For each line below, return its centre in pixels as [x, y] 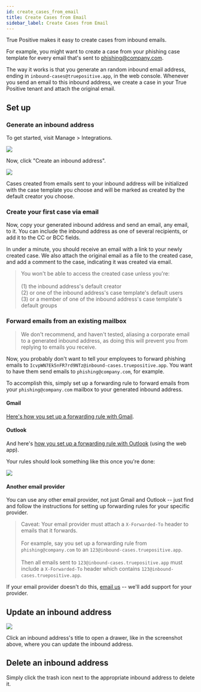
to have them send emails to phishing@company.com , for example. [85, 371]
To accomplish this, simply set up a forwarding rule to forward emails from [98, 383]
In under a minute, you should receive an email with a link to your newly [94, 249]
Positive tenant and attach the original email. [61, 89]
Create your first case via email [53, 212]
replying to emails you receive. [59, 347]
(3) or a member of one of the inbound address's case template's [101, 299]
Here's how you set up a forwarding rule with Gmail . [70, 416]
